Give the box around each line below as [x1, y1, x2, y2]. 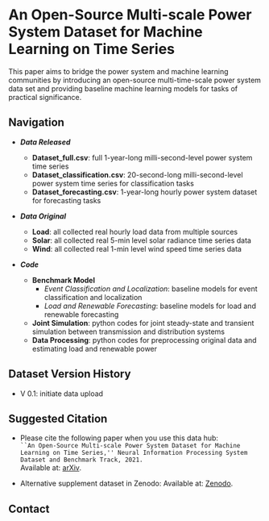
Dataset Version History [8, 367, 131, 381]
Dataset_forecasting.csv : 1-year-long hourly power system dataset [31, 187, 258, 197]
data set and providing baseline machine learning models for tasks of [8, 83, 238, 94]
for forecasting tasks [31, 195, 101, 205]
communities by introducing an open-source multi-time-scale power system [8, 75, 262, 85]
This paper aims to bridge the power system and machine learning [8, 66, 229, 76]
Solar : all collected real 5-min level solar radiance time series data [31, 235, 252, 245]
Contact [8, 502, 50, 515]
